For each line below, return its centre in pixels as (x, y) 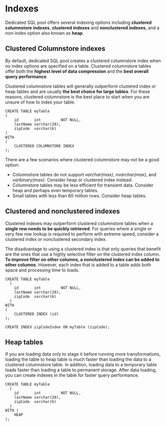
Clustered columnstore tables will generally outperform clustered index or (81, 86)
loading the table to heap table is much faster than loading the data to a (78, 359)
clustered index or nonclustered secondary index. (56, 239)
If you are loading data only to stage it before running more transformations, (83, 354)
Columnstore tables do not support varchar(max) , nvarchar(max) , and (84, 174)
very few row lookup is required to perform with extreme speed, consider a (82, 234)
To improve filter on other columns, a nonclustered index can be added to (83, 259)
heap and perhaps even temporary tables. (55, 190)
